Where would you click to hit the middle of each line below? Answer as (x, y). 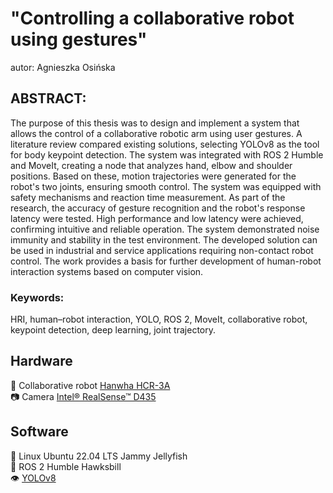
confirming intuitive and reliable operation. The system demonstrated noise (165, 229)
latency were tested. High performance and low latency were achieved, (157, 218)
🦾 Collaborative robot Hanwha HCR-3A (90, 385)
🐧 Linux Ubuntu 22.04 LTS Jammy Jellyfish (99, 456)
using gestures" (79, 39)
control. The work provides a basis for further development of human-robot (166, 261)
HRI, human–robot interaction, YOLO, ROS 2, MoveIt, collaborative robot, (159, 319)
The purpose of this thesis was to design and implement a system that (155, 123)
